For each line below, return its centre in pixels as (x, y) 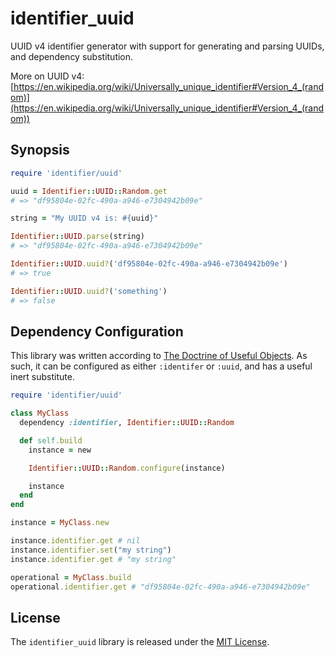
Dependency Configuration (97, 331)
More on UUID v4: (47, 76)
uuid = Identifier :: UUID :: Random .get (89, 191)
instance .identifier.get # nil (75, 541)
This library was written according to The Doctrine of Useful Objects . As (159, 356)
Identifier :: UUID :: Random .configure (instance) (127, 468)
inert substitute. (42, 377)
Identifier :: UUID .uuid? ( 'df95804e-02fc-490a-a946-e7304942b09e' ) (149, 264)
